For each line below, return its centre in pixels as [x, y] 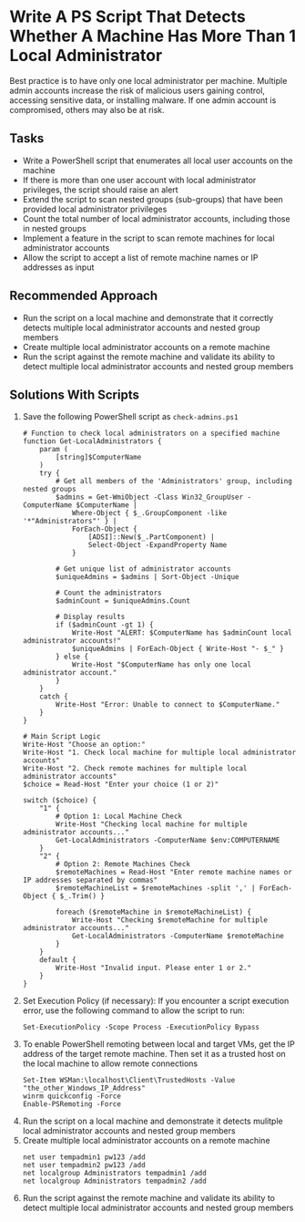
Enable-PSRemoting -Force [71, 1104]
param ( [54, 450]
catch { [54, 697]
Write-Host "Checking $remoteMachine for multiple [170, 920]
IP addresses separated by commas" [90, 880]
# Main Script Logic [61, 737]
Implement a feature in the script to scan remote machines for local [148, 238]
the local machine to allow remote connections [110, 1063]
